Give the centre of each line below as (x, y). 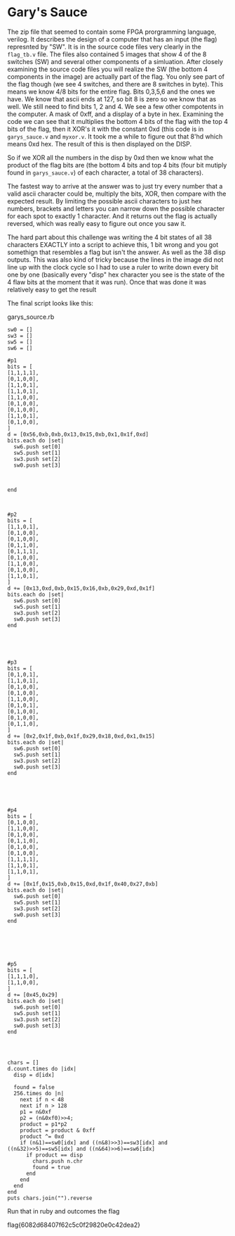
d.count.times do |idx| (42, 1068)
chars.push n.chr (58, 1161)
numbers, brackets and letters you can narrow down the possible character (116, 208)
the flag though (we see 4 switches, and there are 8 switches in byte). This (115, 84)
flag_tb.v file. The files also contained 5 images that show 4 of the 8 (107, 54)
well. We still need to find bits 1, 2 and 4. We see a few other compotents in (115, 106)
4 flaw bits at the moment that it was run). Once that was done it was (107, 282)
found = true (52, 1167)
